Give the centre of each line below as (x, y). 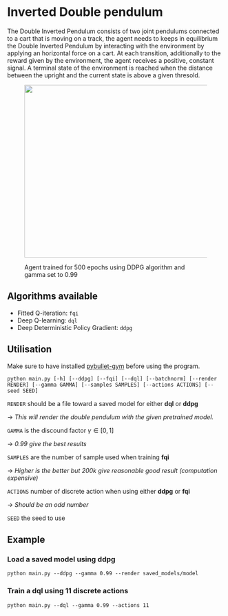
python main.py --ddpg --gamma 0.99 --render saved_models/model (103, 574)
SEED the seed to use (36, 518)
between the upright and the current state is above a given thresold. (104, 75)
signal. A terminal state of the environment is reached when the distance (110, 68)
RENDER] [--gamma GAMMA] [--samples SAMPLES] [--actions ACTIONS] (104, 385)
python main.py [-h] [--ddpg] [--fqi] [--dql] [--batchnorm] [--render (112, 378)
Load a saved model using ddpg (61, 559)
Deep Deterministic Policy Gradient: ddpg (75, 327)
